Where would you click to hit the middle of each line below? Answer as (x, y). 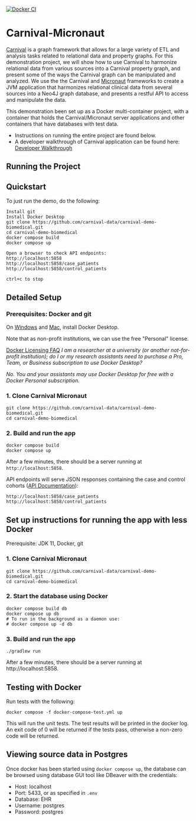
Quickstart (26, 187)
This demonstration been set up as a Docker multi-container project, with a (97, 111)
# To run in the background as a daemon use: (63, 619)
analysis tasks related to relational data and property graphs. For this (90, 56)
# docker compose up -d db (39, 624)
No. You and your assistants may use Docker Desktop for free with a (90, 374)
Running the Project (43, 167)
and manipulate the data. (36, 100)
